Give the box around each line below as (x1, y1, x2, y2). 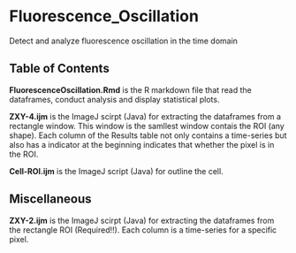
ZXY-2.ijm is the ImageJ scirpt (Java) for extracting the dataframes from (9, 215, 275, 226)
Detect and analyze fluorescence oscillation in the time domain (9, 35, 239, 46)
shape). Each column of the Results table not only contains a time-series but (9, 130, 287, 141)
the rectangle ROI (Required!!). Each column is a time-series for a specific (9, 224, 277, 235)
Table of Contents (9, 61, 110, 76)
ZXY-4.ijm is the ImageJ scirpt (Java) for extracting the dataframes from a (9, 111, 281, 121)
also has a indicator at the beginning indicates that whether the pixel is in (9, 139, 275, 149)
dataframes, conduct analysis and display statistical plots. (9, 94, 220, 104)
